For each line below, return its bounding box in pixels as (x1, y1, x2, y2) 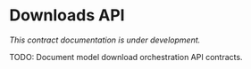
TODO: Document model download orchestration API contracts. (9, 51, 243, 62)
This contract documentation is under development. (9, 34, 201, 45)
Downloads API (9, 5, 125, 26)
